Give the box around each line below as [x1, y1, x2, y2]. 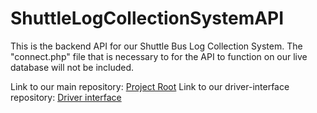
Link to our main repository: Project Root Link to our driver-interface [10, 80, 290, 92]
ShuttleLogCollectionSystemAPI [10, 7, 285, 30]
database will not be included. [10, 61, 135, 73]
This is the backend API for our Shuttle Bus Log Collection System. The [10, 40, 303, 52]
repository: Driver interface [10, 91, 122, 103]
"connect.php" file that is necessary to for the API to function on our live [10, 50, 308, 62]
